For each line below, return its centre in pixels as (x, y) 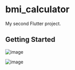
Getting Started (30, 40)
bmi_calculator (37, 9)
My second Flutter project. (33, 24)
